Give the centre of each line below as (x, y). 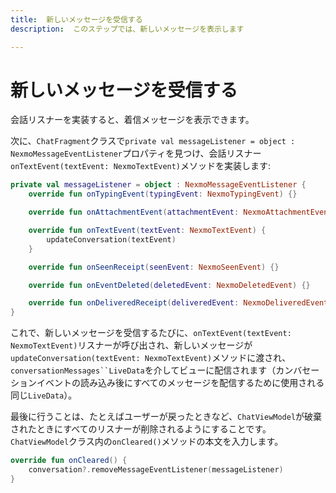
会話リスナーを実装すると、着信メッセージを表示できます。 (132, 120)
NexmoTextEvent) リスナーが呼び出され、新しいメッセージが (131, 345)
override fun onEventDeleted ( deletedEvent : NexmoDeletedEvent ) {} (169, 285)
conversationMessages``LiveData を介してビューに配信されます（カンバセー (165, 370)
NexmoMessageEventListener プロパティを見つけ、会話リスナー (136, 153)
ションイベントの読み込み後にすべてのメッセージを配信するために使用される (167, 383)
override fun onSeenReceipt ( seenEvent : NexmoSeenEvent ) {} (154, 267)
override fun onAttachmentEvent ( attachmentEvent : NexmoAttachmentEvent (180, 212)
